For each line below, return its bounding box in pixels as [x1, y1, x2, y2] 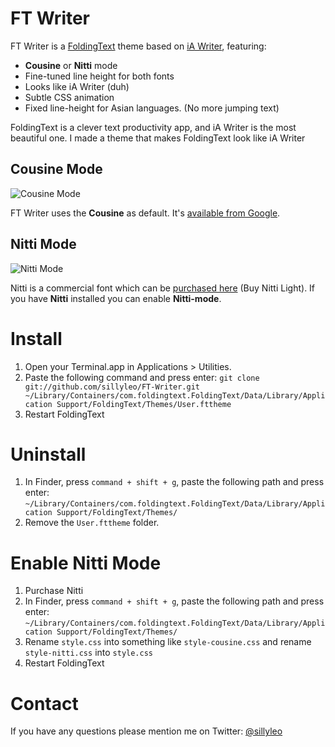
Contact [10, 692, 79, 715]
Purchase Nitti [24, 585, 84, 597]
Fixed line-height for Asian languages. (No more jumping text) [24, 102, 280, 114]
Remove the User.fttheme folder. [24, 517, 160, 529]
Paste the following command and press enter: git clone [24, 371, 260, 383]
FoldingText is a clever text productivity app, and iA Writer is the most [10, 121, 297, 133]
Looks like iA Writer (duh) [24, 80, 130, 92]
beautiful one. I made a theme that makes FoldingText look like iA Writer [10, 132, 306, 144]
